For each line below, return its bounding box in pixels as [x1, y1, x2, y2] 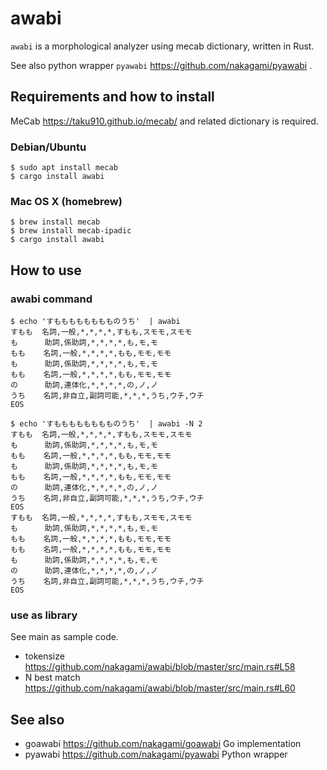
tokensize [24, 650, 65, 662]
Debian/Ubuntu [10, 140, 87, 154]
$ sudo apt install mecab [10, 163, 118, 173]
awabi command [10, 292, 93, 306]
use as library [10, 608, 78, 622]
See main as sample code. [10, 631, 119, 643]
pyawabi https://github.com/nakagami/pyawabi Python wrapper [24, 748, 288, 761]
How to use [10, 262, 82, 279]
